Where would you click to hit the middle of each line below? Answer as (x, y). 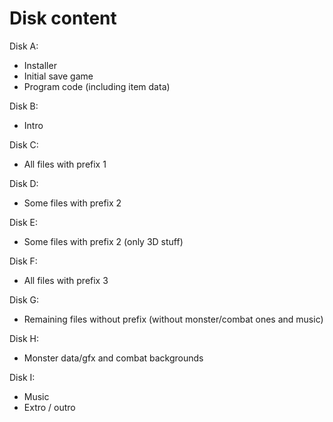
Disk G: (24, 299)
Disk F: (23, 261)
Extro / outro (49, 407)
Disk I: (22, 377)
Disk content (63, 18)
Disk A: (24, 46)
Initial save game (58, 76)
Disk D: (24, 183)
